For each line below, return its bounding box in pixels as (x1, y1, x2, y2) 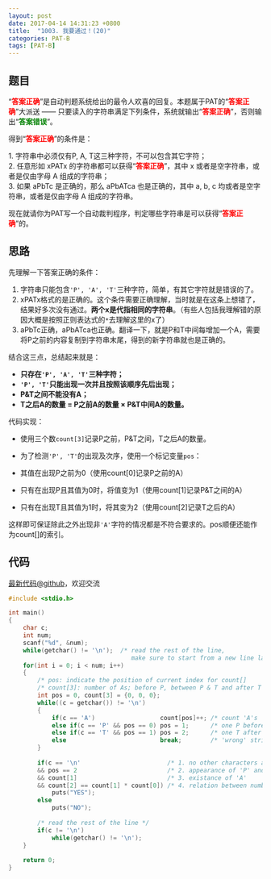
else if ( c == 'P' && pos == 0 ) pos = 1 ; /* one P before (51, 721, 265, 730)
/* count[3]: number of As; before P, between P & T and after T (37, 684, 262, 692)
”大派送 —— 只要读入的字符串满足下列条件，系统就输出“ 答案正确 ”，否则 (15, 106, 256, 116)
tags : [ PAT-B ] (8, 42, 56, 50)
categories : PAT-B (8, 34, 70, 43)
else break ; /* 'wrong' (51, 736, 248, 744)
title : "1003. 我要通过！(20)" (8, 27, 111, 35)
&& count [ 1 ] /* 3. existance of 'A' (37, 773, 248, 782)
